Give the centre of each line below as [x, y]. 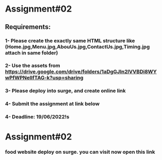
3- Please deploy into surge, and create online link [65, 91]
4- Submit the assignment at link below [52, 104]
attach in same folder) [32, 53]
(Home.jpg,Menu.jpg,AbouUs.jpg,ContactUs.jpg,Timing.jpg [77, 47]
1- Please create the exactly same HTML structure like [70, 41]
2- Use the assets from [33, 65]
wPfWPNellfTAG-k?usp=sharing [44, 78]
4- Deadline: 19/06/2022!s [37, 117]
